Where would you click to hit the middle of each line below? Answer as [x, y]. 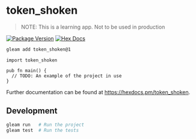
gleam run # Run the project [45, 125]
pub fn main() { [26, 70]
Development [32, 111]
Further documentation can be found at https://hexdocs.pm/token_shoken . [98, 92]
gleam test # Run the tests [43, 130]
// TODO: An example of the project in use [67, 76]
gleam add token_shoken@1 [38, 49]
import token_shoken [32, 60]
